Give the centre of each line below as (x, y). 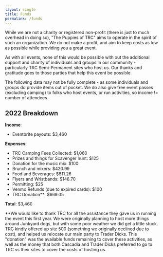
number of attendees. (27, 98)
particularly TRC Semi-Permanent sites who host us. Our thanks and (73, 68)
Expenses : (16, 144)
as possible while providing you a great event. (51, 48)
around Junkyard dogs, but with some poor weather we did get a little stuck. (81, 224)
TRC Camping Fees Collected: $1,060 (50, 153)
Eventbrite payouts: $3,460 (39, 134)
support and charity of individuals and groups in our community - (71, 63)
